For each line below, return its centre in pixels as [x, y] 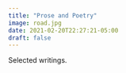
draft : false [30, 38]
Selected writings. [38, 60]
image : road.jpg [35, 23]
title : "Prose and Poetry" [53, 15]
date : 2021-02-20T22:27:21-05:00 [63, 30]
